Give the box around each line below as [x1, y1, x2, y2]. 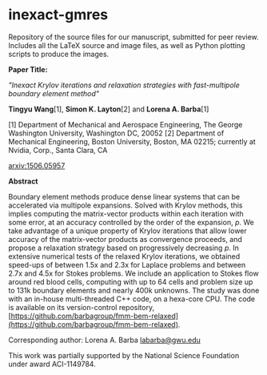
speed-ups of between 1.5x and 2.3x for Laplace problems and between [8, 260, 246, 269]
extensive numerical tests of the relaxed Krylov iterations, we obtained [8, 251, 241, 261]
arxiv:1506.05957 [8, 160, 66, 170]
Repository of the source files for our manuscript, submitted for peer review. [8, 32, 259, 42]
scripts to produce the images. [8, 49, 110, 58]
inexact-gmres [8, 6, 109, 24]
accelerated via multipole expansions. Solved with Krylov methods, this [8, 200, 243, 210]
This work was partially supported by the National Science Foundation [8, 350, 240, 360]
